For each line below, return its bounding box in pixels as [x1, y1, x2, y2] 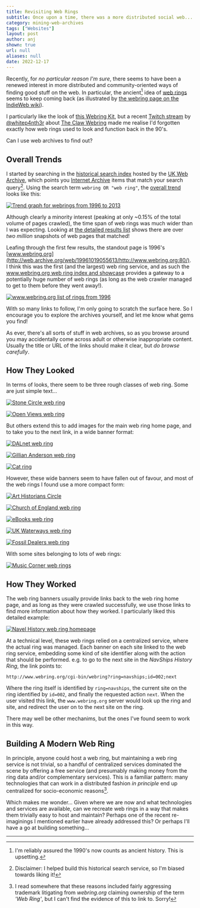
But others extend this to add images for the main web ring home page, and [6, 422, 192, 429]
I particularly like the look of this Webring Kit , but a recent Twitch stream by [6, 113, 191, 120]
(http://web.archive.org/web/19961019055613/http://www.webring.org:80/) [6, 256, 190, 264]
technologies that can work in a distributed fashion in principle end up [6, 780, 177, 787]
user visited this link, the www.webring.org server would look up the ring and [6, 697, 192, 704]
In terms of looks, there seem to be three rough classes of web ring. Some [6, 381, 189, 388]
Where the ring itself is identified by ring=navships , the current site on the [6, 684, 187, 692]
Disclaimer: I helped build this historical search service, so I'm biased [14, 864, 185, 872]
